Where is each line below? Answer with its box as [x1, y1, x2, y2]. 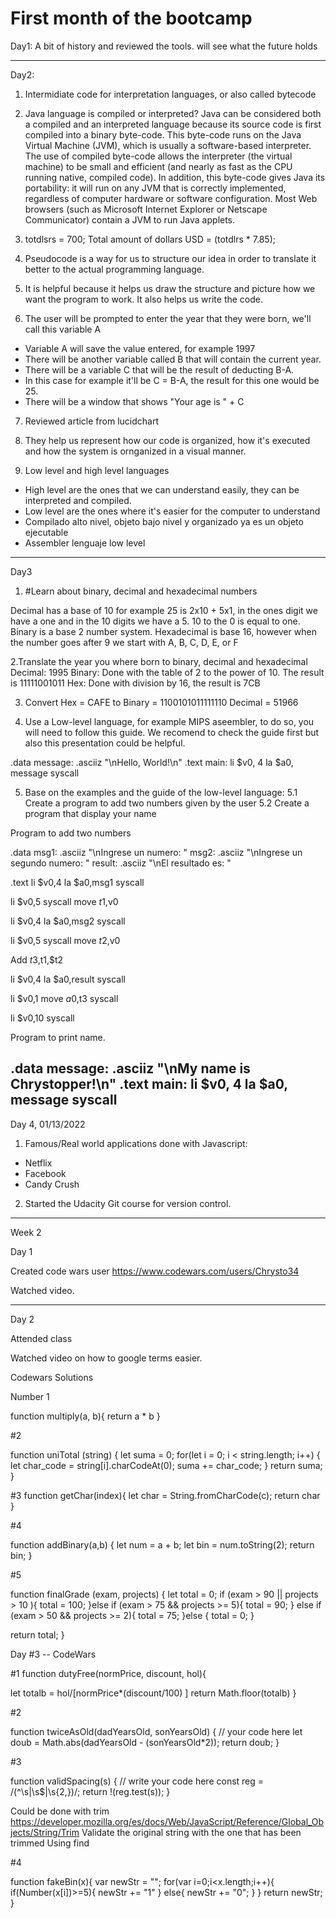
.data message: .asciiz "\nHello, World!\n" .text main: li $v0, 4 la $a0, [10, 756, 294, 768]
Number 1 [10, 1390, 50, 1402]
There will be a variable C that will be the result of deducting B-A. [24, 363, 295, 376]
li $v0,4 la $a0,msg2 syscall [10, 915, 126, 927]
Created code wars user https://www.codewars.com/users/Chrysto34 [10, 1265, 300, 1277]
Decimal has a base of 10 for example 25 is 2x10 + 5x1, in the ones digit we [10, 604, 318, 616]
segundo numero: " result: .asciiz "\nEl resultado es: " [10, 857, 232, 869]
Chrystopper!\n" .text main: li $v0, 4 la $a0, [10, 1076, 288, 1093]
